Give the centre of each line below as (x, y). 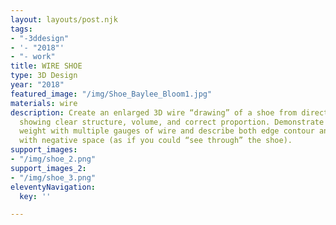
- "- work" (33, 57)
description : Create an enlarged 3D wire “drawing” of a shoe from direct (169, 112)
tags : (21, 29)
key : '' (35, 196)
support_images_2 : (48, 168)
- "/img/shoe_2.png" (53, 159)
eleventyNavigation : (53, 187)
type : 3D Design (44, 76)
